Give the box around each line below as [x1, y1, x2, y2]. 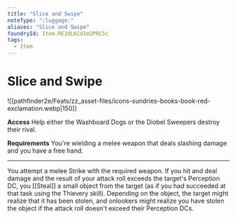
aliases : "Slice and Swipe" [7, 23, 90, 30]
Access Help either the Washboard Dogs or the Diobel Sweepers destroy [7, 118, 220, 126]
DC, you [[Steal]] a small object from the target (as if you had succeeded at [7, 181, 226, 190]
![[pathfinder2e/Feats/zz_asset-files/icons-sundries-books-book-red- [7, 96, 211, 105]
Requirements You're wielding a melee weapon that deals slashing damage [7, 139, 227, 147]
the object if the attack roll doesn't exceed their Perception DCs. [7, 204, 194, 212]
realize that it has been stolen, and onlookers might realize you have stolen [7, 196, 224, 205]
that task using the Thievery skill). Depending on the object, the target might [7, 189, 229, 197]
